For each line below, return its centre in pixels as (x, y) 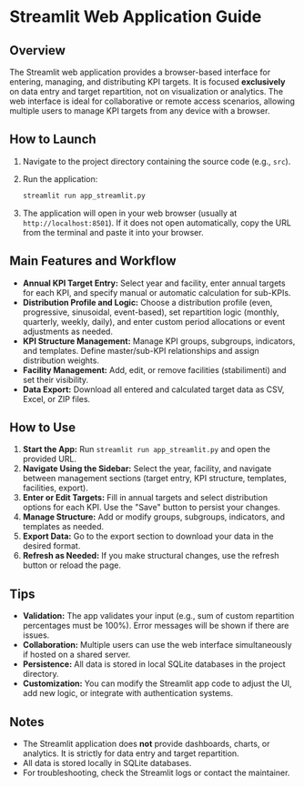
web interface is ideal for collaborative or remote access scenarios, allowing (152, 101)
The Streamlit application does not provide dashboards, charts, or (146, 743)
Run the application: (60, 178)
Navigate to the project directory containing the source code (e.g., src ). (157, 161)
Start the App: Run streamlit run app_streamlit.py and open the (147, 449)
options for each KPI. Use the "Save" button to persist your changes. (151, 508)
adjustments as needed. (68, 331)
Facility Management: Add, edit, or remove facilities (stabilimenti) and (154, 369)
